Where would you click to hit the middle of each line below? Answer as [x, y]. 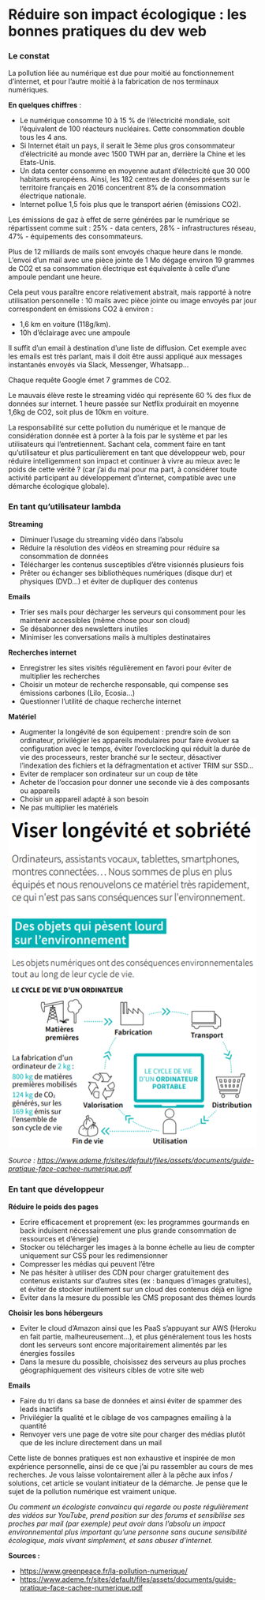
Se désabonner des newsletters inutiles [84, 629]
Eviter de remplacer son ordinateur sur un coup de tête [109, 774]
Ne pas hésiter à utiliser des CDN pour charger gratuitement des [124, 1272]
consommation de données [64, 556]
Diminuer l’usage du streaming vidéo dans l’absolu [101, 539]
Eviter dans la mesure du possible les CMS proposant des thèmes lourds [138, 1298]
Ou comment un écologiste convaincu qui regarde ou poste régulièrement [128, 1507]
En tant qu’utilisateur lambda [65, 507]
